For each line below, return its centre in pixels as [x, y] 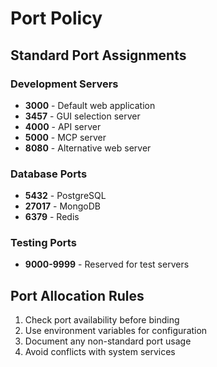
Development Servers [64, 84]
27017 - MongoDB [63, 206]
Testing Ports [43, 243]
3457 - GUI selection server [82, 116]
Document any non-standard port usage [108, 341]
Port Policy [56, 18]
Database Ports [49, 174]
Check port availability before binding [102, 320]
